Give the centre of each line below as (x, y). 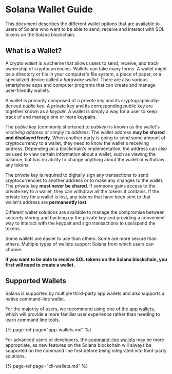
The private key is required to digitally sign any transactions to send (77, 175)
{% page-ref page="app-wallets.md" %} (48, 329)
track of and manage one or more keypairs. (51, 117)
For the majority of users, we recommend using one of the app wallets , (80, 309)
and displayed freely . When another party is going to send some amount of (85, 138)
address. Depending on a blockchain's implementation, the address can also (86, 148)
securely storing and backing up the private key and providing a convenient (85, 217)
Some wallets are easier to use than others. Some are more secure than (81, 238)
